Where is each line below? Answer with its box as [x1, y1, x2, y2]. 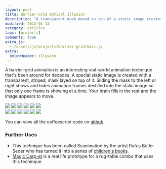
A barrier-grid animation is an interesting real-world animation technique [5, 67, 153, 73]
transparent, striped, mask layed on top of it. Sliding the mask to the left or [5, 77, 157, 83]
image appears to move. [5, 93, 54, 99]
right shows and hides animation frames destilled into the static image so [5, 83, 154, 89]
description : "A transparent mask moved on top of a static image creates [5, 16, 163, 21]
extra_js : [5, 40, 26, 45]
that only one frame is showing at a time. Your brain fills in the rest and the [5, 88, 157, 94]
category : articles [5, 26, 45, 31]
